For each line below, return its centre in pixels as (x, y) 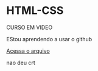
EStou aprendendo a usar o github (49, 39)
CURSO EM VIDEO (30, 27)
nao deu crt (21, 63)
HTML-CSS (35, 11)
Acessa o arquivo (28, 51)
